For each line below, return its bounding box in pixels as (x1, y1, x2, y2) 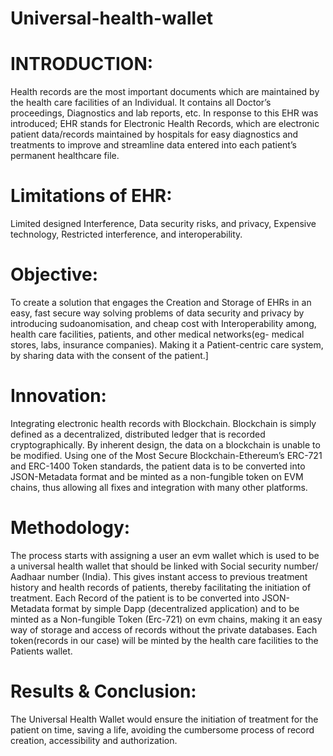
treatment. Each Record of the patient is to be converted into (10, 592, 260, 604)
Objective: (10, 263, 99, 286)
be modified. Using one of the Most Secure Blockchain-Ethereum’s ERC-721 (10, 449, 323, 461)
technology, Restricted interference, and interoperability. (10, 228, 243, 241)
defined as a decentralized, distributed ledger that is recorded (10, 428, 266, 440)
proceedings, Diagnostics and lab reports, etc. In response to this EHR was (10, 107, 319, 119)
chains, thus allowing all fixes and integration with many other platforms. (10, 481, 308, 493)
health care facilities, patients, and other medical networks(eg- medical (10, 328, 305, 340)
